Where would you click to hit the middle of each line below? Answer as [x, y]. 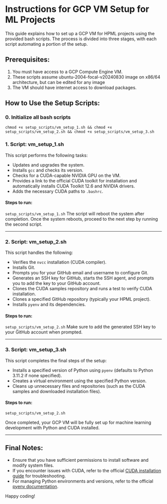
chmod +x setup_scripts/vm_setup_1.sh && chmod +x [59, 128]
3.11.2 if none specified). [37, 375]
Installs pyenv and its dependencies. [49, 305]
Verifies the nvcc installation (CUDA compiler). [59, 262]
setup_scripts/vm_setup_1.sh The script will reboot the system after [75, 213]
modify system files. [33, 465]
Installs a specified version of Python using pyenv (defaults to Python [83, 370]
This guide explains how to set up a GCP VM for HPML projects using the [80, 33]
